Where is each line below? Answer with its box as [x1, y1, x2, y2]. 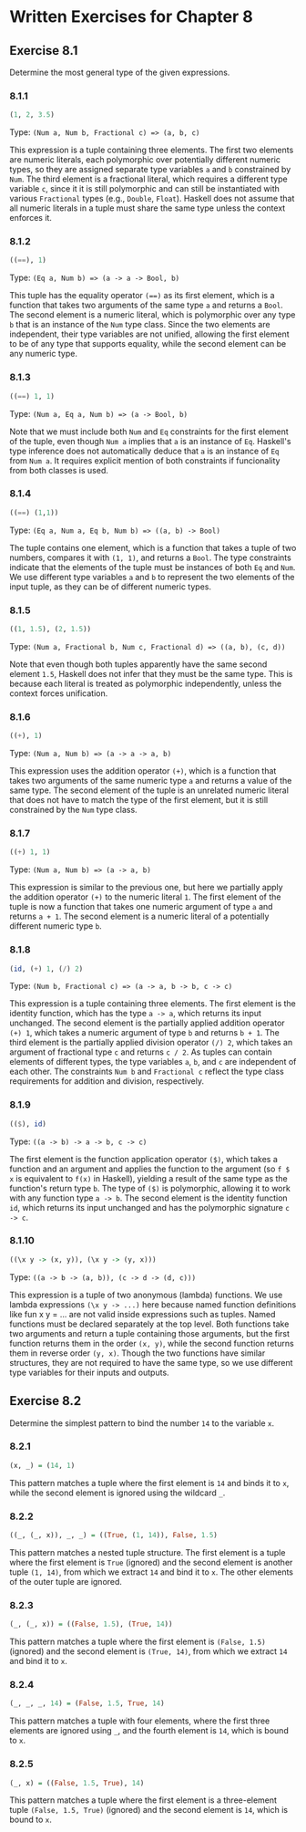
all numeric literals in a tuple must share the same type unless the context [9, 203, 286, 213]
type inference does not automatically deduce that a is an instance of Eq [9, 445, 280, 456]
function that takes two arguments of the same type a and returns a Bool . [9, 299, 284, 311]
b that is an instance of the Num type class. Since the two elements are [9, 319, 270, 330]
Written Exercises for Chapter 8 [9, 6, 253, 27]
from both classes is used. [9, 464, 109, 475]
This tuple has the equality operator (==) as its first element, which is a [9, 290, 275, 301]
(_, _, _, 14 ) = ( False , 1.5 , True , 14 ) [9, 1699, 166, 1708]
